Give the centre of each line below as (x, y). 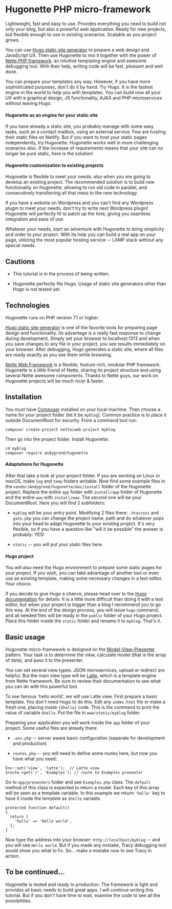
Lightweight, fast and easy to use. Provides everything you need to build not (86, 24)
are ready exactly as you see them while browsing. (59, 355)
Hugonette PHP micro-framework (78, 9)
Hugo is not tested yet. (37, 289)
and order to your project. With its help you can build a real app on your (81, 234)
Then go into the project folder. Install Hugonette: (57, 439)
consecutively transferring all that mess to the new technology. (72, 193)
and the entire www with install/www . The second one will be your (73, 497)
